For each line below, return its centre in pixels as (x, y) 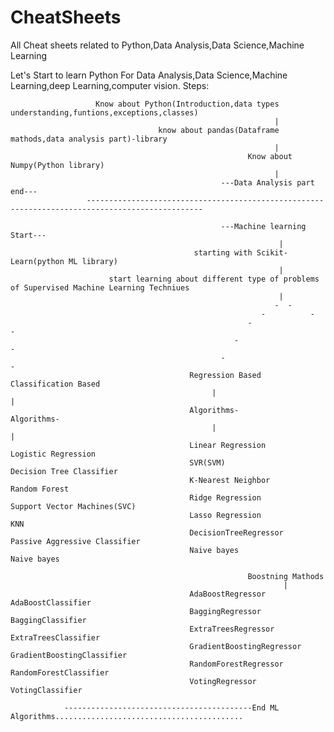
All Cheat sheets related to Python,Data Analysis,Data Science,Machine (157, 45)
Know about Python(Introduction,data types (187, 104)
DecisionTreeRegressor (236, 532)
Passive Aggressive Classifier (75, 541)
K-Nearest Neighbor (230, 480)
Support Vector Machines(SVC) (73, 506)
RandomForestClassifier (60, 672)
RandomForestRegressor (236, 664)
